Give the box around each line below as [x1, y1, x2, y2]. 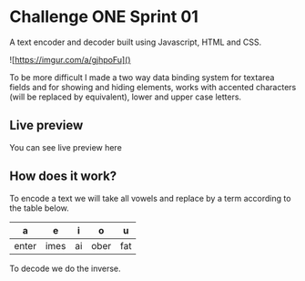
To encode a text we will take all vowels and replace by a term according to [9, 193, 291, 203]
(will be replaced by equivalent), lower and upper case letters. [9, 91, 242, 102]
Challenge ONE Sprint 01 [9, 6, 198, 27]
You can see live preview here [9, 141, 123, 152]
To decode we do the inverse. [9, 263, 121, 274]
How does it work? [9, 169, 117, 184]
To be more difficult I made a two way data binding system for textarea [9, 71, 275, 83]
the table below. [9, 203, 70, 213]
